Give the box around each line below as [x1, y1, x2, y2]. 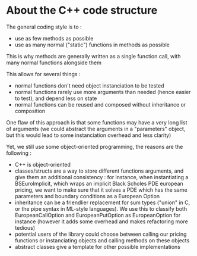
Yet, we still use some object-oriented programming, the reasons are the [6, 143, 183, 150]
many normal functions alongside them [6, 59, 102, 66]
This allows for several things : [6, 70, 81, 77]
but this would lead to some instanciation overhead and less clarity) [6, 132, 171, 139]
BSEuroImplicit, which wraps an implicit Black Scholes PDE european [14, 180, 184, 187]
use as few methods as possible [14, 35, 94, 42]
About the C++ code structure [6, 4, 158, 17]
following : [6, 149, 31, 157]
